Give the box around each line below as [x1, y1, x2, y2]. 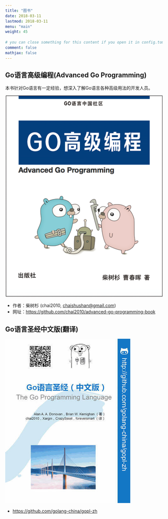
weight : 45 [5, 29, 28, 35]
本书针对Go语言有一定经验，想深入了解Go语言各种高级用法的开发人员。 [5, 85, 153, 91]
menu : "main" [5, 24, 32, 29]
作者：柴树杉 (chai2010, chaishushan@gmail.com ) [12, 302, 116, 308]
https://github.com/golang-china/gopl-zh [12, 508, 97, 514]
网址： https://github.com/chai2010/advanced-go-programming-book [12, 309, 156, 315]
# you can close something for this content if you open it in [5, 40, 140, 45]
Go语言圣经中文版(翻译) [5, 325, 78, 333]
